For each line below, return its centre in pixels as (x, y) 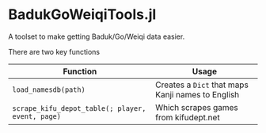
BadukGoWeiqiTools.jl (82, 15)
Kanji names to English (198, 94)
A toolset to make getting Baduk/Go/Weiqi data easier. (97, 36)
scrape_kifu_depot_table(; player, (79, 108)
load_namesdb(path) (49, 89)
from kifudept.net (188, 117)
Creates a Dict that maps (202, 85)
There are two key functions (54, 51)
